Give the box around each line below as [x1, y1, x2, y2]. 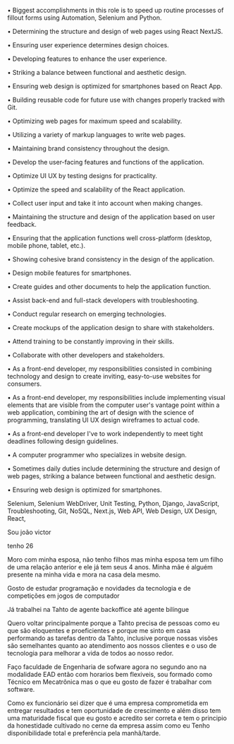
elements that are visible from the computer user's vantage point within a [7, 401, 220, 409]
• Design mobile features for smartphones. [7, 268, 132, 277]
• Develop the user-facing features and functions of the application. [7, 158, 204, 166]
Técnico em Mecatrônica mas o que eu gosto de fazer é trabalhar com [7, 678, 212, 686]
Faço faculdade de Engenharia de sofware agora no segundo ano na [7, 663, 207, 671]
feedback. [7, 220, 37, 228]
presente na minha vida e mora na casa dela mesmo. [7, 570, 161, 579]
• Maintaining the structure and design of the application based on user [7, 213, 215, 221]
